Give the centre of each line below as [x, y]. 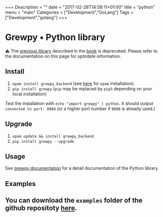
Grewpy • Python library [55, 38]
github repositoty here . [41, 208]
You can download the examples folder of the [74, 201]
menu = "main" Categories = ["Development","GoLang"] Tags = [69, 12]
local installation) [29, 94]
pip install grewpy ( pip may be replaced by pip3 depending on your [82, 88]
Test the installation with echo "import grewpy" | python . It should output [79, 103]
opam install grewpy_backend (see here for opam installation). [73, 83]
